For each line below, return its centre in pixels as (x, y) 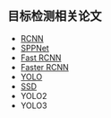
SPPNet (34, 48)
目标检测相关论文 (55, 16)
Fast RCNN (41, 58)
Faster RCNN (45, 67)
